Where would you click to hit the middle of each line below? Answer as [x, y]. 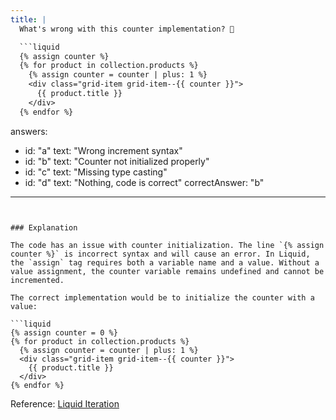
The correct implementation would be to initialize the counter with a [162, 297]
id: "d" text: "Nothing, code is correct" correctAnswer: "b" [144, 182]
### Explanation [44, 227]
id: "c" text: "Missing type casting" [96, 172]
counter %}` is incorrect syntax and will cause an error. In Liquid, [160, 254]
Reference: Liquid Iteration [65, 403]
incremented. [37, 280]
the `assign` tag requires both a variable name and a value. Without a [165, 262]
